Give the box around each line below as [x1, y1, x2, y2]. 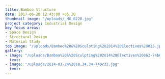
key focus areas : [5, 26, 41, 30]
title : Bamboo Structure [5, 7, 56, 12]
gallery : [5, 48, 23, 53]
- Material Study [5, 39, 41, 44]
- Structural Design [5, 35, 48, 40]
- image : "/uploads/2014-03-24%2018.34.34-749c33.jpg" [5, 62, 120, 67]
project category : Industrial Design [5, 21, 82, 26]
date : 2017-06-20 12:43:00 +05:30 [5, 12, 76, 17]
